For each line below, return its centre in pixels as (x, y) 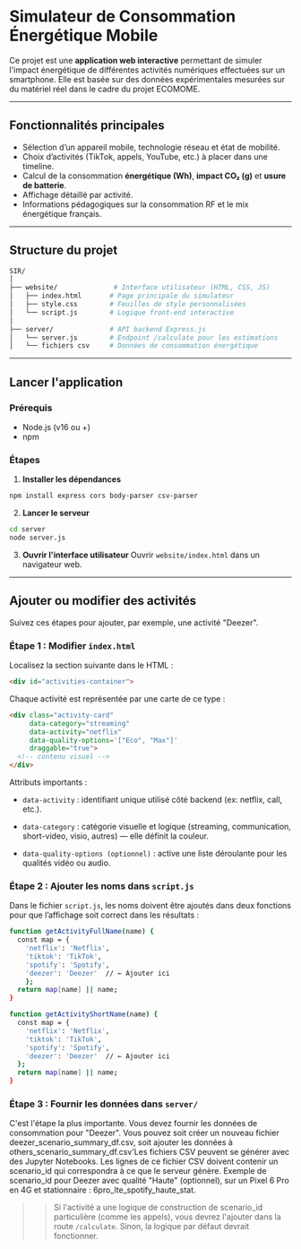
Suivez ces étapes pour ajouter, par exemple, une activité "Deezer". (134, 622)
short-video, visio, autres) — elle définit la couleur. (115, 836)
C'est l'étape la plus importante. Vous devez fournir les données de (133, 1124)
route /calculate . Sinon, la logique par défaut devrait (151, 1227)
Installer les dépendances (71, 479)
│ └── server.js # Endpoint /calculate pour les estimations (144, 338)
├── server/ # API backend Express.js (107, 329)
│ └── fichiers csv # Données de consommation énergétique (133, 346)
